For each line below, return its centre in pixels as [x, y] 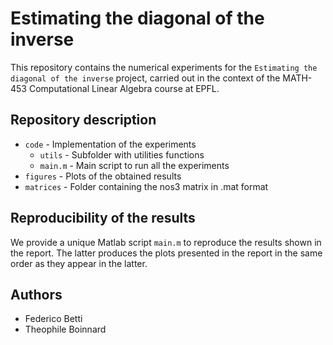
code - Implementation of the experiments [110, 144]
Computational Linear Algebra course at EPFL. [124, 88]
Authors [36, 294]
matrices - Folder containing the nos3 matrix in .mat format [146, 186]
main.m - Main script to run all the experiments [134, 165]
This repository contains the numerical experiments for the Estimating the [164, 67]
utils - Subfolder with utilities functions [122, 154]
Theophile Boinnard [65, 329]
